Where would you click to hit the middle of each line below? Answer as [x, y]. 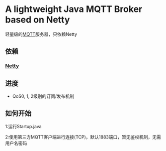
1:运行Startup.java [23, 126]
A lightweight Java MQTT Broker [74, 9]
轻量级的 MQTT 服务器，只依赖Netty [41, 34]
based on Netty [38, 20]
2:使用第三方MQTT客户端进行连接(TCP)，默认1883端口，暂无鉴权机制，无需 [83, 137]
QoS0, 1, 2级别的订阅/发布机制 [43, 96]
